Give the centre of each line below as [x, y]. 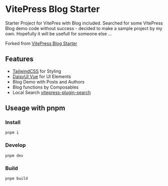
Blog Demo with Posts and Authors [48, 81]
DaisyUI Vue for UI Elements [42, 76]
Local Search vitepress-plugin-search [52, 92]
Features [19, 59]
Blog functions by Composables [45, 87]
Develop [16, 145]
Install [13, 122]
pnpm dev [14, 155]
